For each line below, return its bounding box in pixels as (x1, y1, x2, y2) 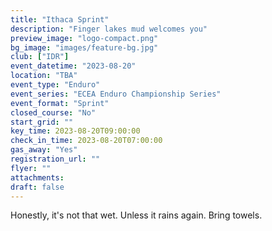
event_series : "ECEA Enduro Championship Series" (10, 89, 222, 99)
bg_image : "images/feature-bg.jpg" (10, 42, 159, 53)
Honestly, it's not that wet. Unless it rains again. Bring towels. (10, 209, 263, 221)
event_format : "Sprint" (10, 98, 110, 108)
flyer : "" (10, 163, 52, 173)
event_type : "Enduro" (10, 80, 101, 90)
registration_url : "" (10, 154, 101, 164)
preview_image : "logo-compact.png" (10, 33, 159, 43)
